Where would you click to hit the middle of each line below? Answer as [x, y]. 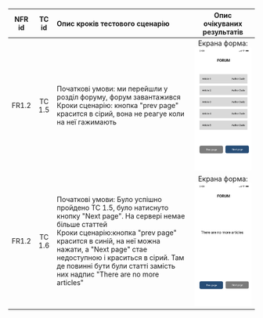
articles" [70, 283]
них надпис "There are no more [108, 274]
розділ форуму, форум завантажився [119, 97]
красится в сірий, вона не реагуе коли [121, 114]
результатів [223, 31]
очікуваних [223, 23]
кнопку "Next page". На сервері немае [121, 216]
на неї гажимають [87, 122]
